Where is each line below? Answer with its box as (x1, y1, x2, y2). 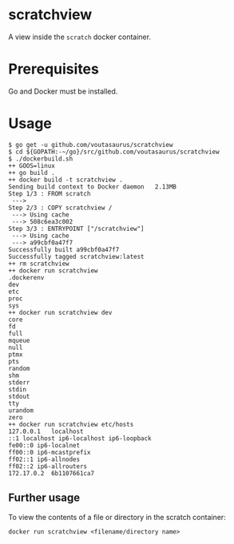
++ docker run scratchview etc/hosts (8, 420, 134, 428)
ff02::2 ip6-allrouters (8, 462, 88, 471)
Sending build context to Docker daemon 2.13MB (8, 182, 177, 191)
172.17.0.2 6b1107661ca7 (8, 469, 94, 477)
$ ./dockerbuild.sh (8, 154, 73, 163)
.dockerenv (8, 273, 45, 281)
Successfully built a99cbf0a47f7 (8, 245, 120, 253)
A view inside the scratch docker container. (8, 32, 152, 42)
